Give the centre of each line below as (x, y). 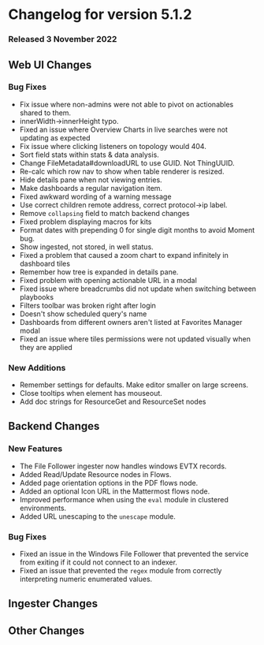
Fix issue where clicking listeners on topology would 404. (113, 146)
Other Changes (46, 630)
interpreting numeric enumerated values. (86, 579)
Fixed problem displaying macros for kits (86, 222)
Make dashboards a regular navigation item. (91, 188)
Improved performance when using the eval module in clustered (124, 499)
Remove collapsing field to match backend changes (104, 213)
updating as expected (55, 138)
